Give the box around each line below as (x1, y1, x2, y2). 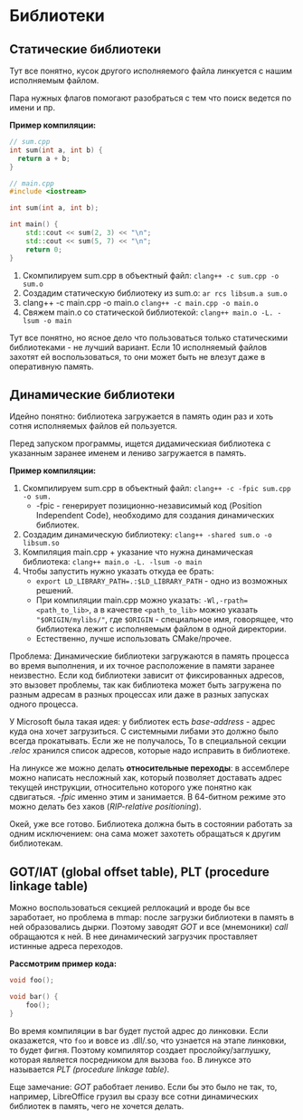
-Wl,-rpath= (203, 596, 249, 606)
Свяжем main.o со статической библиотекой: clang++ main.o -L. (22, 307, 274, 318)
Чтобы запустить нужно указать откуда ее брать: (22, 566, 214, 577)
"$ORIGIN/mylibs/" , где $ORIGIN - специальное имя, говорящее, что (35, 614, 294, 625)
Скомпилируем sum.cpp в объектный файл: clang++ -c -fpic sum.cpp (22, 483, 291, 494)
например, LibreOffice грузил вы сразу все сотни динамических (9, 1091, 259, 1102)
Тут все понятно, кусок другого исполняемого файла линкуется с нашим (9, 65, 292, 76)
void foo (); (9, 976, 54, 985)
